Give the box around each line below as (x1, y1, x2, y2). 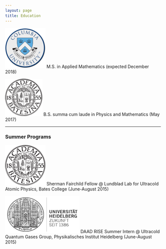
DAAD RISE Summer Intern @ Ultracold (80, 228, 160, 234)
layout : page (5, 8, 32, 13)
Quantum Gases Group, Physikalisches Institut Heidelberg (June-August (5, 234, 152, 240)
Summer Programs (5, 133, 51, 140)
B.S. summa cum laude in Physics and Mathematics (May (43, 111, 160, 117)
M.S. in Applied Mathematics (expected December (46, 63, 149, 69)
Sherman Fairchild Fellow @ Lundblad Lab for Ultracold (46, 181, 159, 187)
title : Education (5, 13, 41, 18)
